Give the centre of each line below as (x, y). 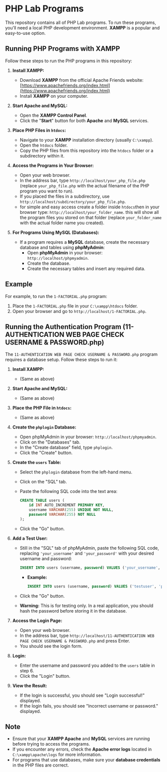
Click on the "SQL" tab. (43, 482)
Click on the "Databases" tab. (50, 442)
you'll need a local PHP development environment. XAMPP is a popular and (83, 27)
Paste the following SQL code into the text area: (69, 491)
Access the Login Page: (37, 620)
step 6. (27, 670)
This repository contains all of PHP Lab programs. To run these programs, (81, 22)
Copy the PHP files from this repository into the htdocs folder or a (86, 151)
